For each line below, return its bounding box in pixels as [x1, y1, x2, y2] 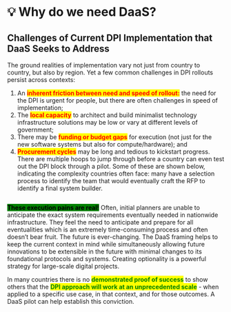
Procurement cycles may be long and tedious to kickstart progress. [17, 147, 210, 156]
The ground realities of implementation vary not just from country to [7, 61, 201, 69]
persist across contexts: [7, 76, 76, 83]
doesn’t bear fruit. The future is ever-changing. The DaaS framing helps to [7, 233, 219, 241]
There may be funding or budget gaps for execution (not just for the [17, 133, 212, 141]
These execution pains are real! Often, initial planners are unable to [7, 204, 200, 211]
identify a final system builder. [17, 184, 103, 192]
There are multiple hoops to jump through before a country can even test [17, 155, 225, 163]
